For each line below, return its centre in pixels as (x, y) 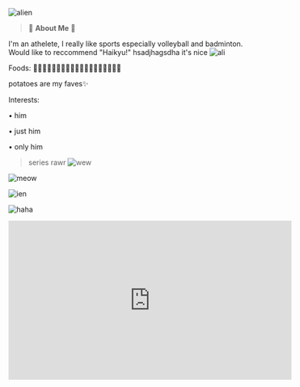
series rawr (47, 162)
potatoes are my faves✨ (49, 84)
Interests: (24, 100)
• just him (25, 131)
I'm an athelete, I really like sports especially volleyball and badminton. (126, 44)
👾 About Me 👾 (52, 28)
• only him (25, 147)
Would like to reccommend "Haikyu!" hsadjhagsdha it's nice (108, 52)
